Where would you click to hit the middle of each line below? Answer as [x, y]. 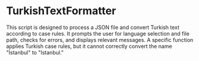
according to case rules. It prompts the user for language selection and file [98, 33]
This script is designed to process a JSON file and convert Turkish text [93, 27]
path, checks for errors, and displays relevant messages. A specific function [100, 40]
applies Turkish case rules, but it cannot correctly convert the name [89, 46]
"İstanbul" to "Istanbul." [35, 52]
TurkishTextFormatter [61, 11]
